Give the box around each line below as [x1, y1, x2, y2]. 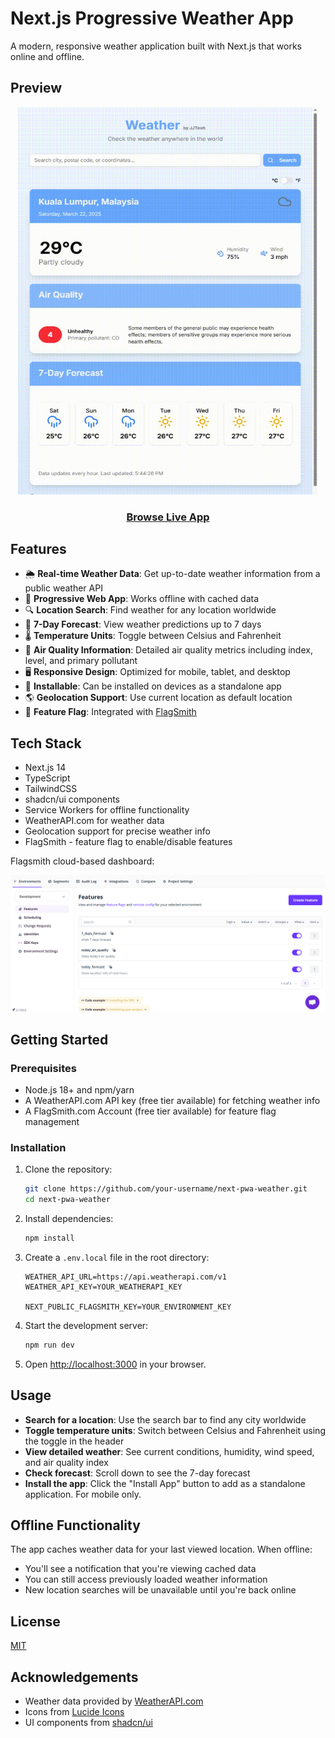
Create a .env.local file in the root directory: [24, 1251, 210, 1263]
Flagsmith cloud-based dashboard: [10, 855, 155, 867]
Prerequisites [10, 1061, 77, 1075]
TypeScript [24, 772, 71, 784]
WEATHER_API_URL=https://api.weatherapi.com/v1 [24, 1272, 227, 1282]
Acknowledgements [10, 1668, 139, 1686]
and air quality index [24, 1456, 109, 1468]
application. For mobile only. [24, 1488, 142, 1500]
